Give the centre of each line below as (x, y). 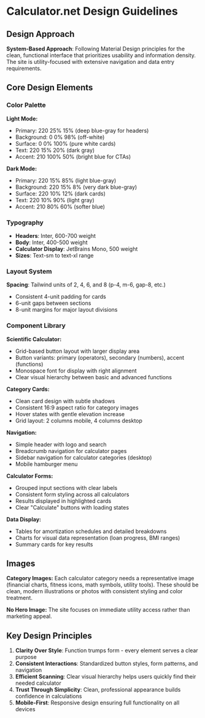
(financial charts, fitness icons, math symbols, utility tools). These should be (102, 585)
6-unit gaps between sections (53, 303)
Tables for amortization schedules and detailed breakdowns (91, 531)
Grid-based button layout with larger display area (77, 351)
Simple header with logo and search (61, 444)
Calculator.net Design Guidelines (92, 11)
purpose (26, 657)
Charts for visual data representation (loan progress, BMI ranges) (98, 538)
